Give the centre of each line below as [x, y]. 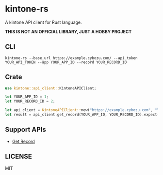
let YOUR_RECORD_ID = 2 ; [30, 102]
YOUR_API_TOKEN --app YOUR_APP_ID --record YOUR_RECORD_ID [66, 62]
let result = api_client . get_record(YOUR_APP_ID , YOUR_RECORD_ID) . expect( [82, 115]
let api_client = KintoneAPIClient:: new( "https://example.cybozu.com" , [79, 110]
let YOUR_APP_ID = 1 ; [27, 97]
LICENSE [19, 156]
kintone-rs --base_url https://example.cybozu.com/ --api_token [71, 58]
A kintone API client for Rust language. [43, 22]
